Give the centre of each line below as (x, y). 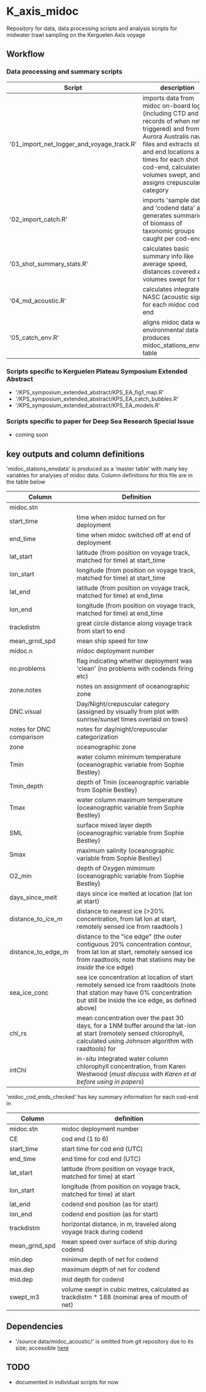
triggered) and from (171, 128)
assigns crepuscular (172, 182)
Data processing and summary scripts (64, 72)
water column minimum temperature (129, 757)
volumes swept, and (171, 174)
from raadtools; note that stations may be (135, 960)
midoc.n (21, 651)
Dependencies (35, 1327)
